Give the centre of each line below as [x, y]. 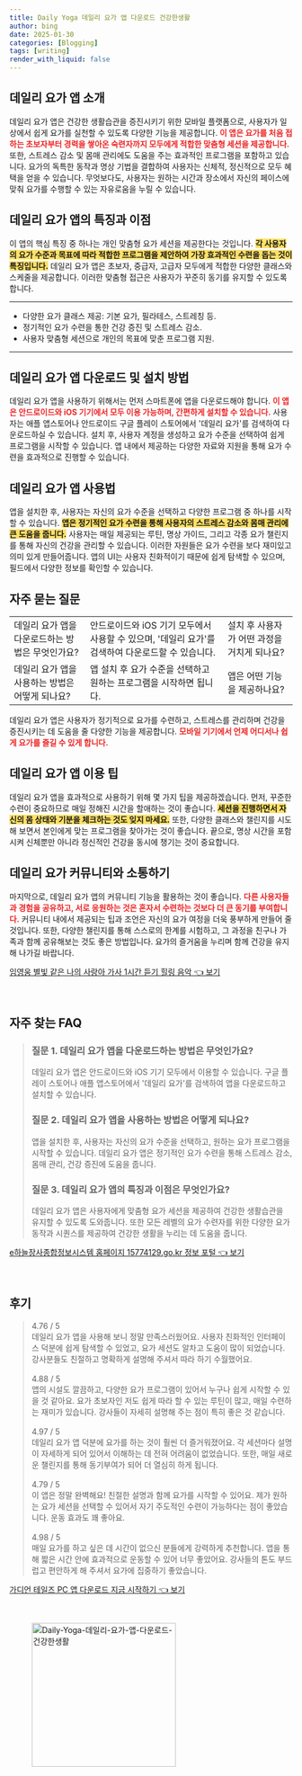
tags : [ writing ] [40, 51]
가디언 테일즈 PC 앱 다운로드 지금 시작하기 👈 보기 [98, 1589]
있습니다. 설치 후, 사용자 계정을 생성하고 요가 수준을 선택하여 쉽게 [171, 435]
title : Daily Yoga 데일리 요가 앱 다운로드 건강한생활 [100, 18]
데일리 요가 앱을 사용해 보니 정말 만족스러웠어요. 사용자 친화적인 [142, 1336]
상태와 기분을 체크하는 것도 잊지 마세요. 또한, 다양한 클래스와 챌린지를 [155, 819]
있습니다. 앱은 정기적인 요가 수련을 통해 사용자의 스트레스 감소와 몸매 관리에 [159, 523]
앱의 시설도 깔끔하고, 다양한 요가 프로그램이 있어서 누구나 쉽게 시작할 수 [156, 1389]
